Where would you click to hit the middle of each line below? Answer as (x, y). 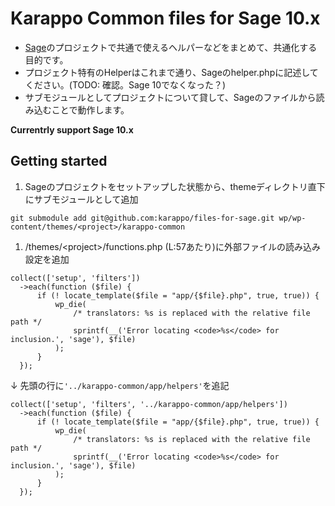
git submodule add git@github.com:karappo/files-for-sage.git (142, 218)
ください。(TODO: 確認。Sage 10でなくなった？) (125, 84)
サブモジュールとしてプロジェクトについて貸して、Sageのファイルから (170, 97)
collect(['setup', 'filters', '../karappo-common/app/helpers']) (149, 404)
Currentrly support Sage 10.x (72, 129)
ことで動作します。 (90, 109)
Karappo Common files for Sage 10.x (165, 18)
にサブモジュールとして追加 (81, 199)
